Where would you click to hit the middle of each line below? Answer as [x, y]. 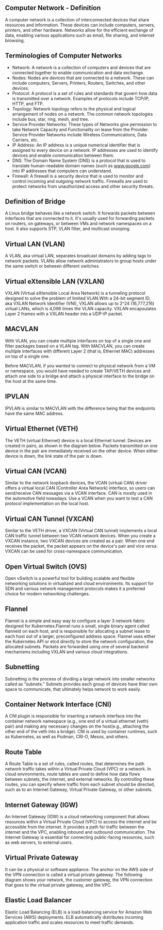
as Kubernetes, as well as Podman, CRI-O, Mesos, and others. [67, 737]
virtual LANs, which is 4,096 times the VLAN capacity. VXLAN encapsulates [81, 309]
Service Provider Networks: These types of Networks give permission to [84, 124]
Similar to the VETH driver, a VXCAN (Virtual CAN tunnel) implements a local [81, 531]
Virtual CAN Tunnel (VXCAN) [49, 519]
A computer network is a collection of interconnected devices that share [77, 19]
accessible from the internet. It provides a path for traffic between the [75, 827]
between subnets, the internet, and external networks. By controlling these [80, 779]
